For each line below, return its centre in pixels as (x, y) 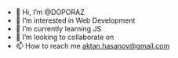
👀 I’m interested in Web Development (75, 20)
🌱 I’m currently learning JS (58, 29)
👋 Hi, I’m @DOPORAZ (50, 12)
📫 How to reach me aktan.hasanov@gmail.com (93, 46)
